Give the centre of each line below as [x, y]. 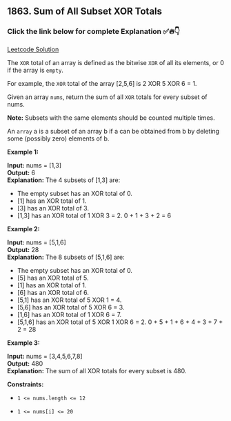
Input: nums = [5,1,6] [37, 242]
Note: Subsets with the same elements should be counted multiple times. [111, 118]
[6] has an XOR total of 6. [53, 292]
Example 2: [23, 229]
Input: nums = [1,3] [34, 165]
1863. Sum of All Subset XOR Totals [85, 11]
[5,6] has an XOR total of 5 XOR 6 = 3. [71, 307]
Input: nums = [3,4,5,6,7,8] [45, 356]
